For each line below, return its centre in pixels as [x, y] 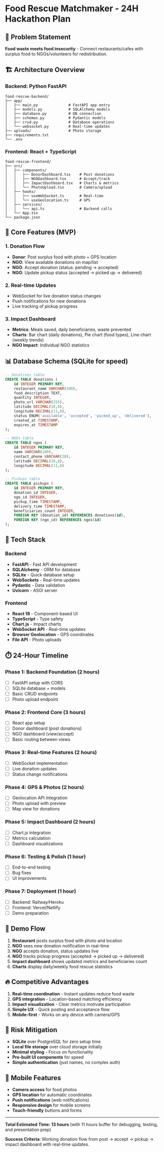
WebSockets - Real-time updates [46, 580]
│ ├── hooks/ [20, 191]
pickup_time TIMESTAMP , [38, 502]
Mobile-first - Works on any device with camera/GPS [66, 1014]
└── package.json [23, 217]
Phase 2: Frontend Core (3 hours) [45, 712]
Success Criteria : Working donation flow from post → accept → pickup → [79, 1139]
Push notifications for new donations [49, 301]
